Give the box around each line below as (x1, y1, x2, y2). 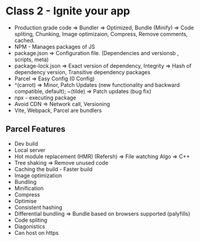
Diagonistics (14, 223, 46, 230)
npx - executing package (14, 94, 76, 101)
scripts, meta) (14, 56, 49, 63)
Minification (14, 184, 44, 192)
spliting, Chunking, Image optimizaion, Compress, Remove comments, (14, 30, 188, 37)
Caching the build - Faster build (14, 165, 93, 173)
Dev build (14, 140, 38, 147)
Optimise (14, 197, 37, 204)
